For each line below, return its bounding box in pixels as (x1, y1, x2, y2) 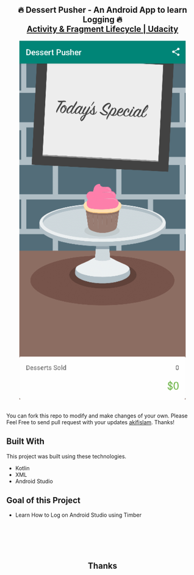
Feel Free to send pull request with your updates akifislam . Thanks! (6, 418, 175, 425)
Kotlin (15, 464, 30, 471)
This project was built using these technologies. (6, 452, 127, 460)
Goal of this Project (6, 495, 81, 506)
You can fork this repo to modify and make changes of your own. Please (6, 412, 188, 419)
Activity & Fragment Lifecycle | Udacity (26, 24, 179, 34)
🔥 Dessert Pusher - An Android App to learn (18, 5, 187, 15)
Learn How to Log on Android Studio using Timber (15, 511, 142, 519)
